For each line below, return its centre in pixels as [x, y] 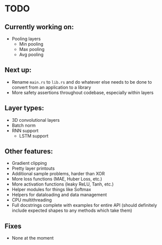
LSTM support [34, 136]
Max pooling [32, 49]
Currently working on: [39, 27]
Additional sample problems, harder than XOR [58, 174]
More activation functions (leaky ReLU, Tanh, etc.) [63, 184]
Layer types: [24, 108]
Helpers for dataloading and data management [59, 195]
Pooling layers [26, 39]
